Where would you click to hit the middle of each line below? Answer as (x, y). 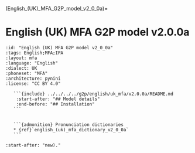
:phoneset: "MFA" (27, 73)
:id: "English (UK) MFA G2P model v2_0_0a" (59, 47)
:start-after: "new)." (33, 145)
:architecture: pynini (33, 79)
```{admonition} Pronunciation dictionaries (69, 125)
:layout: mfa (21, 58)
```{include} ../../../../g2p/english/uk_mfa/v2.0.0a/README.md (93, 94)
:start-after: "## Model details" (58, 99)
